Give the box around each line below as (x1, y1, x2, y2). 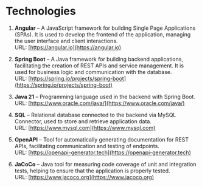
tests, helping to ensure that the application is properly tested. (14, 167, 171, 174)
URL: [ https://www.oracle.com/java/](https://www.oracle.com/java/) (14, 99, 185, 107)
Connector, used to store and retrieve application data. (14, 117, 151, 125)
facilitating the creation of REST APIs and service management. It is (14, 62, 184, 69)
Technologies (5, 4, 77, 18)
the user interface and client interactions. (14, 37, 118, 44)
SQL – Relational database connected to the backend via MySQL (14, 111, 176, 118)
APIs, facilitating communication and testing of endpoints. (14, 142, 159, 149)
